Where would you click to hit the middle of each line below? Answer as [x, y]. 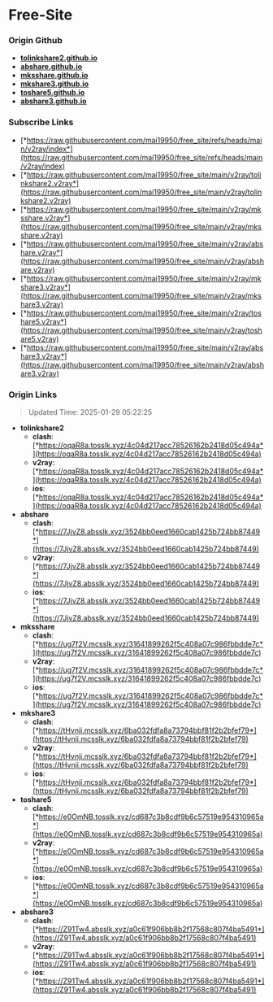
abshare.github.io [51, 67]
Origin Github [36, 41]
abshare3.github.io [53, 101]
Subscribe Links [41, 122]
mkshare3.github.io [54, 84]
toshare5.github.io [52, 93]
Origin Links [33, 394]
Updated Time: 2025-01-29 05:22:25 [90, 412]
